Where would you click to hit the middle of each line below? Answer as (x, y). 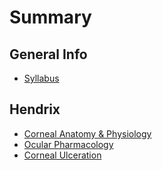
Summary (50, 17)
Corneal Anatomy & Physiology (87, 133)
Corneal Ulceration (62, 155)
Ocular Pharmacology (68, 144)
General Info (48, 54)
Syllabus (41, 78)
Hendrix (35, 109)
